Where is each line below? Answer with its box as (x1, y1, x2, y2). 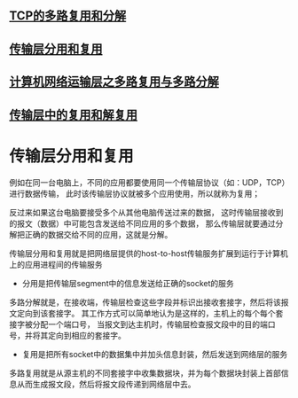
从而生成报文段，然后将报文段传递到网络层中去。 (16, 378, 196, 389)
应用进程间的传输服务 (24, 259, 103, 269)
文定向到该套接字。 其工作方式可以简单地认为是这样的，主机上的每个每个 (9, 308, 276, 318)
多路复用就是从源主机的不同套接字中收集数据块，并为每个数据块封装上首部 (9, 367, 281, 378)
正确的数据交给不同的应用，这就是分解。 (24, 229, 173, 239)
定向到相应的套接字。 (47, 330, 126, 340)
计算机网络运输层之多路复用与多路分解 (9, 74, 219, 90)
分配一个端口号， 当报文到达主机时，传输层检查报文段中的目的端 (32, 318, 268, 330)
